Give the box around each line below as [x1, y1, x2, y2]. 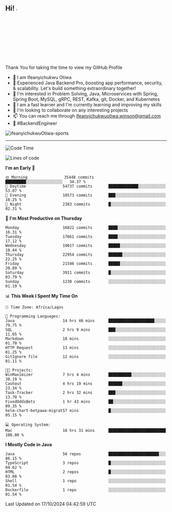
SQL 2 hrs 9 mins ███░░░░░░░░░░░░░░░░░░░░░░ [5, 327, 166, 332]
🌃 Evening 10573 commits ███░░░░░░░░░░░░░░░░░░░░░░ [5, 193, 166, 198]
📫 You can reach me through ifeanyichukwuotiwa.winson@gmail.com [12, 112, 161, 119]
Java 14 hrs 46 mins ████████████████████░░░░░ [5, 318, 166, 323]
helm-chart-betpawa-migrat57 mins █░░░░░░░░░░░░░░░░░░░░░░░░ [5, 408, 166, 413]
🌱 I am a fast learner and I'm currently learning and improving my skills [12, 101, 162, 107]
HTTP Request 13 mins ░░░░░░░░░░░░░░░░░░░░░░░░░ [5, 345, 166, 350]
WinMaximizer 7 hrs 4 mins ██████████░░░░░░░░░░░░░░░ [5, 372, 166, 377]
